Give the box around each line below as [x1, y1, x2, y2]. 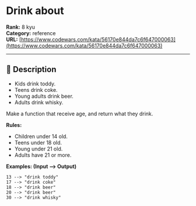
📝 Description [6, 64, 57, 74]
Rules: [6, 121, 22, 128]
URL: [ [6, 36, 22, 43]
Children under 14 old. [14, 133, 68, 140]
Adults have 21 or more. [14, 151, 72, 159]
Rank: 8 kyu [6, 23, 36, 30]
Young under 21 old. [14, 145, 63, 152]
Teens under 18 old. [14, 139, 62, 146]
